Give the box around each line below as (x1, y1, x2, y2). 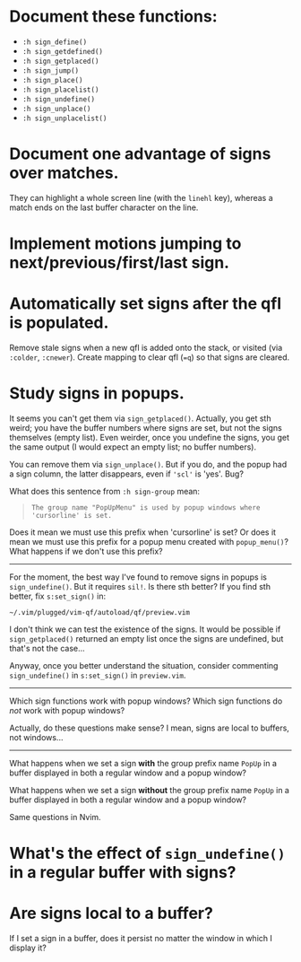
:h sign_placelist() (21, 85, 99, 94)
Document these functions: (9, 6, 218, 27)
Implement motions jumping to (9, 233, 242, 254)
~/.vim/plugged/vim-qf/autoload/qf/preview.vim (9, 608, 191, 617)
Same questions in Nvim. (9, 811, 101, 822)
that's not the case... (9, 643, 85, 653)
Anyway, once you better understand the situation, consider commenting (9, 660, 279, 670)
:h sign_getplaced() (21, 57, 99, 66)
